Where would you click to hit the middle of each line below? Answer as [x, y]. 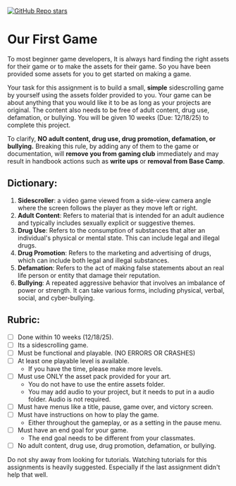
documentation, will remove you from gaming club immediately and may [113, 153]
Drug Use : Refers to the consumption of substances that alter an [111, 230]
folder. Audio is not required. [69, 399]
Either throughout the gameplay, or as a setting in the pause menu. [125, 423]
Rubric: [24, 320]
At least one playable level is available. [73, 360]
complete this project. [39, 125]
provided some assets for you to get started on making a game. [99, 73]
